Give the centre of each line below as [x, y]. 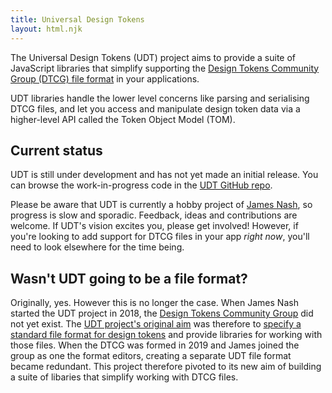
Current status [56, 150]
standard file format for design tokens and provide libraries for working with [166, 335]
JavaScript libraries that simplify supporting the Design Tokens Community [165, 68]
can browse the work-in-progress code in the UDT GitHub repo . [141, 185]
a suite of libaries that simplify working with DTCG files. [124, 377]
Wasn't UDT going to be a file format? [129, 278]
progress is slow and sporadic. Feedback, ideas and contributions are [154, 215]
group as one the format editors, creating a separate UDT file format [151, 356]
